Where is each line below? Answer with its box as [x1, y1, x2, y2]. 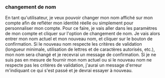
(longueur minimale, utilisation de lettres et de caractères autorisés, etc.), [5, 46, 155, 53]
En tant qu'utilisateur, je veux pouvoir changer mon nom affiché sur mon [5, 15, 153, 21]
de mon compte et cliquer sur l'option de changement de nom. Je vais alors [5, 31, 161, 37]
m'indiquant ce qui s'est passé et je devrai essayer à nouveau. [5, 68, 133, 74]
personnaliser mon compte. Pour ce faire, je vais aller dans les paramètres [5, 25, 158, 31]
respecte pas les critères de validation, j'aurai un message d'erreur [5, 62, 143, 68]
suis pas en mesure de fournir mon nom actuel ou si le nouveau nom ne [5, 57, 152, 63]
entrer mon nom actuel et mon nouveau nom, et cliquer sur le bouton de [5, 36, 153, 42]
